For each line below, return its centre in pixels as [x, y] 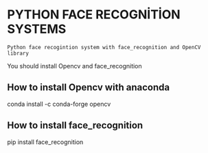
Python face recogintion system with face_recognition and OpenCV [104, 47]
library [18, 53]
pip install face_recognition [45, 142]
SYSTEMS [37, 29]
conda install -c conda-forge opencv [59, 104]
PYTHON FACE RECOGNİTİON [94, 15]
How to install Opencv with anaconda [89, 88]
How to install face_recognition [75, 125]
